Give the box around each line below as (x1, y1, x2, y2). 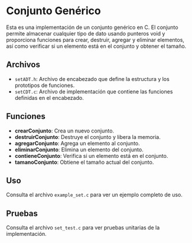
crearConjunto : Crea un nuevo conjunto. (14, 127, 114, 134)
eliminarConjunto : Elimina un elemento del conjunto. (14, 146, 144, 153)
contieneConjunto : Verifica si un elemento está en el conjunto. (14, 152, 168, 159)
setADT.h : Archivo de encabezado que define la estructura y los (14, 75, 170, 82)
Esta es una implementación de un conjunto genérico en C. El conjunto (6, 24, 178, 31)
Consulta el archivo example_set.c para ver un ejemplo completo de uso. (6, 191, 183, 199)
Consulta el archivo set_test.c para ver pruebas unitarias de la (6, 224, 160, 231)
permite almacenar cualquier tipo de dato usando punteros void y (6, 30, 165, 37)
